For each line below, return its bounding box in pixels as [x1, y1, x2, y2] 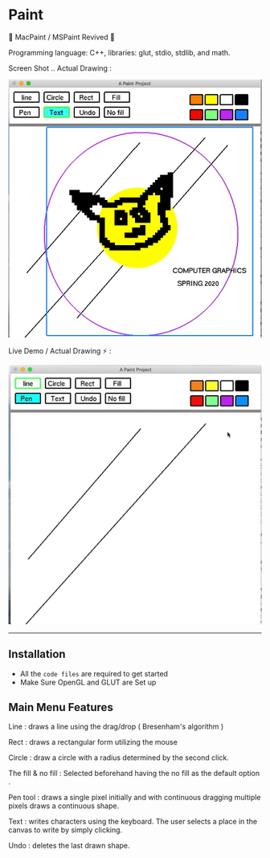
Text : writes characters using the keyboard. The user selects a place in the [8, 817, 258, 827]
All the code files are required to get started [19, 668, 169, 678]
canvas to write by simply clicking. [8, 825, 123, 835]
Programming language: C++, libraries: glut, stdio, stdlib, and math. [8, 47, 231, 57]
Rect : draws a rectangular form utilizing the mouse [8, 737, 178, 747]
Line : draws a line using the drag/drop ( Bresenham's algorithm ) [8, 721, 224, 732]
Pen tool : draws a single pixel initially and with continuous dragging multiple [8, 793, 261, 803]
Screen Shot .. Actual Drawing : [8, 63, 112, 73]
